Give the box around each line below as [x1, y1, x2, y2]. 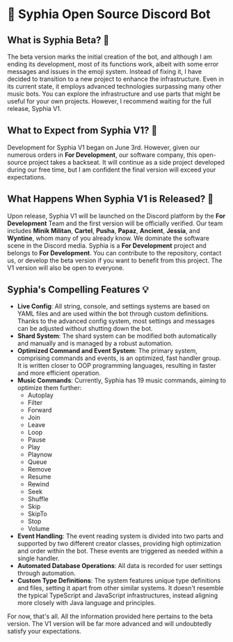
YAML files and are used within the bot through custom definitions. [17, 310, 209, 318]
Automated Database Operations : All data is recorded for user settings [17, 562, 223, 570]
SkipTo [27, 509, 47, 518]
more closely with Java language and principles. [17, 599, 156, 607]
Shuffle [27, 495, 49, 503]
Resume [27, 472, 51, 481]
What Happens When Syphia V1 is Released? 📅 [7, 193, 214, 205]
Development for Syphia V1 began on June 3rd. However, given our [7, 143, 200, 151]
